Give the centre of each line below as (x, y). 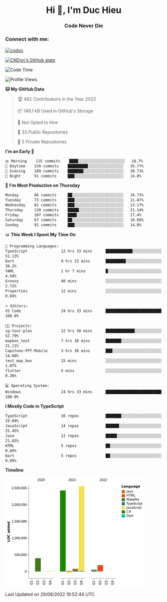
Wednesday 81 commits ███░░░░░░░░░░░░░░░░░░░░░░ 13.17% (74, 205)
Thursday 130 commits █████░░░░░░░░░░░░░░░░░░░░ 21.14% (74, 210)
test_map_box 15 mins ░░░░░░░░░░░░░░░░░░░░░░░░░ (83, 361)
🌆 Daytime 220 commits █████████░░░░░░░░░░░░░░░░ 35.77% (74, 166)
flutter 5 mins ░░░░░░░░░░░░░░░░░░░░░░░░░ (83, 371)
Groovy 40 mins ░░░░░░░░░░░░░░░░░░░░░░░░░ (83, 281)
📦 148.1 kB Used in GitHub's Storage (55, 111)
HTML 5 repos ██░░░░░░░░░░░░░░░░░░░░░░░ (83, 446)
